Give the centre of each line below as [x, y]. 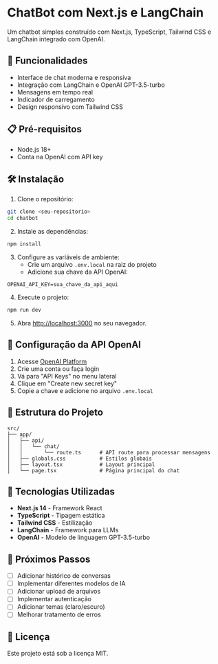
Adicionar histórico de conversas [64, 576]
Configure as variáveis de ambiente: [68, 257]
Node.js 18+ [34, 149]
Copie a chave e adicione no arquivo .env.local [85, 390]
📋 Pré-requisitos [45, 129]
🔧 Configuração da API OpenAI [74, 345]
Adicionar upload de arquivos [59, 592]
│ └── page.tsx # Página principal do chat [94, 470]
